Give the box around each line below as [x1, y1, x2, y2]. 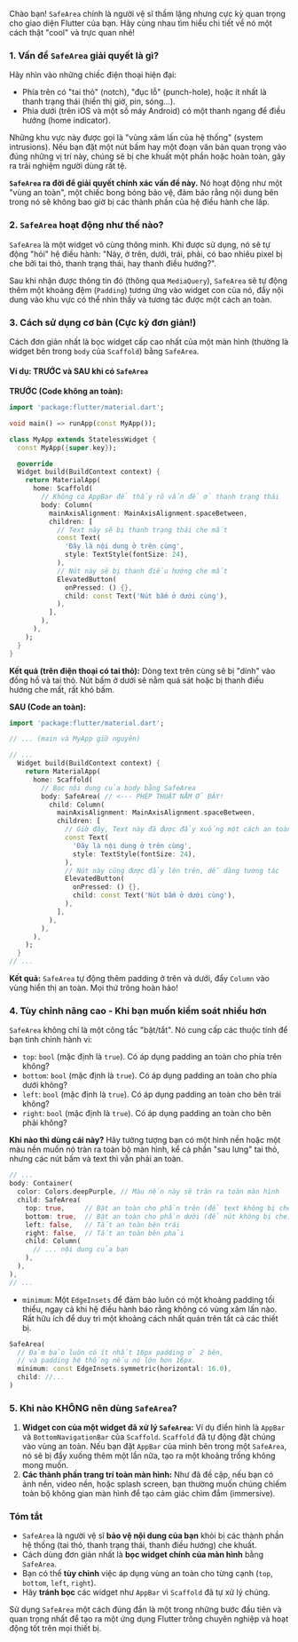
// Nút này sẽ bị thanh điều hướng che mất [56, 567, 228, 575]
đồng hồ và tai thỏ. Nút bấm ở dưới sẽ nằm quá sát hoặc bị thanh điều [9, 675, 264, 686]
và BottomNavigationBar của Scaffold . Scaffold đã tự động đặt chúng [21, 1432, 276, 1442]
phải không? [21, 1117, 68, 1128]
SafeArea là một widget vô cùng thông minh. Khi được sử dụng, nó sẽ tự [9, 239, 271, 250]
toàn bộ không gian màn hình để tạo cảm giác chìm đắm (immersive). [21, 1488, 276, 1499]
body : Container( [9, 1179, 74, 1188]
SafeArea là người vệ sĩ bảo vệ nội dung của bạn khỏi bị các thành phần [21, 1530, 284, 1541]
